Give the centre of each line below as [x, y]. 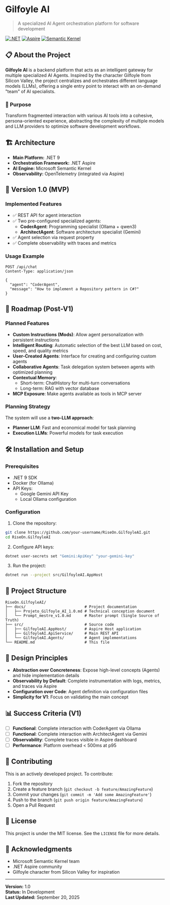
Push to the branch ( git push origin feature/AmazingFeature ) [78, 800]
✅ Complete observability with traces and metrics [64, 243]
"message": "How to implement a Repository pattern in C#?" [74, 289]
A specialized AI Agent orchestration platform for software [78, 23]
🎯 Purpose [18, 104]
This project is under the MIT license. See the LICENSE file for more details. [83, 833]
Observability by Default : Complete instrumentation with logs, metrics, [87, 681]
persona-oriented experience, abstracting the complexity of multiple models [85, 121]
